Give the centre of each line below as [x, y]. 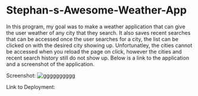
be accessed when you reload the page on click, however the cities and [94, 51]
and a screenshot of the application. [50, 64]
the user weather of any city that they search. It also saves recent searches [98, 32]
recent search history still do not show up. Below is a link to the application [98, 58]
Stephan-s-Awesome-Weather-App [97, 10]
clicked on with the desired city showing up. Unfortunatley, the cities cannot [99, 45]
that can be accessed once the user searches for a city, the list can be [92, 39]
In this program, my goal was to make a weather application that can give [96, 27]
